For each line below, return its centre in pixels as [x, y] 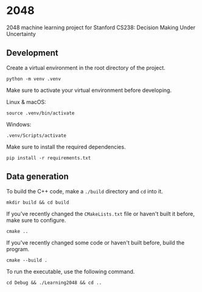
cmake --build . [27, 260]
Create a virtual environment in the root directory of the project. [86, 68]
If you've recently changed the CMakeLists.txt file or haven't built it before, [101, 214]
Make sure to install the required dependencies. [66, 147]
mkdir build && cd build [38, 202]
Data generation [37, 177]
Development [33, 53]
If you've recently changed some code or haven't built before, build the [96, 242]
